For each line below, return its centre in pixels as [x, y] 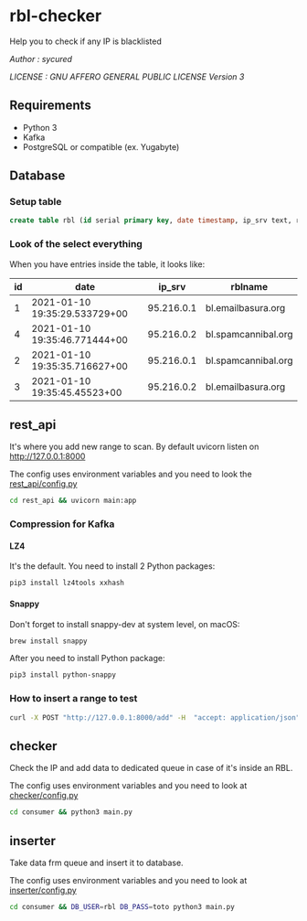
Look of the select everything [76, 244]
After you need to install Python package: [87, 659]
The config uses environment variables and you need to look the [131, 474]
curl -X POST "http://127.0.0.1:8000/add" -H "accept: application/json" [155, 718]
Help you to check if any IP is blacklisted [85, 41]
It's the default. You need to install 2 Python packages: [112, 566]
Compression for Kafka [62, 524]
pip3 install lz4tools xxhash [67, 583]
